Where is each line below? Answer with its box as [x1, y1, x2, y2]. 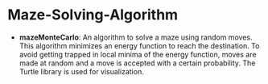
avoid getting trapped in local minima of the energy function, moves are [19, 49, 257, 59]
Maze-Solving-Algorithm [7, 6, 179, 24]
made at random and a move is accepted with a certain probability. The [19, 58, 256, 68]
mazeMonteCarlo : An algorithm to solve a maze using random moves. [19, 32, 253, 42]
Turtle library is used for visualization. [19, 66, 144, 76]
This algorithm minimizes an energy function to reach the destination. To [19, 40, 260, 50]
